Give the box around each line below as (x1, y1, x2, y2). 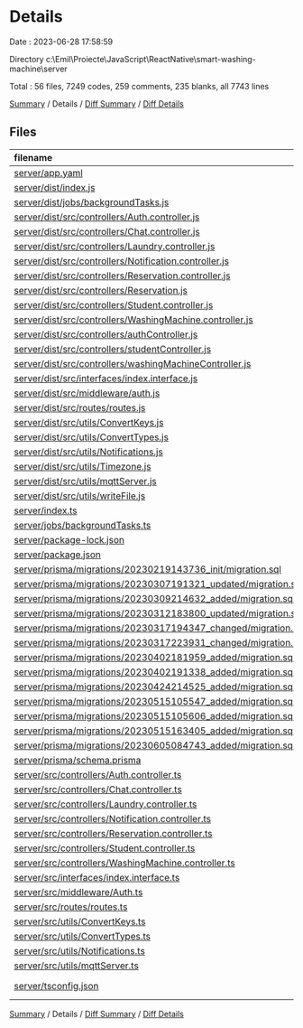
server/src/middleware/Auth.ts (14, 885, 143, 898)
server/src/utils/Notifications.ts (14, 944, 146, 957)
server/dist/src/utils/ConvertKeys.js (14, 416, 164, 428)
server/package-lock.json (14, 533, 124, 546)
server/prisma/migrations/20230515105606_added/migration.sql (14, 709, 296, 722)
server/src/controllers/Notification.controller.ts (14, 812, 212, 825)
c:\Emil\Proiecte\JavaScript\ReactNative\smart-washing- (45, 53, 256, 64)
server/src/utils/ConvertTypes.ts (14, 930, 151, 942)
